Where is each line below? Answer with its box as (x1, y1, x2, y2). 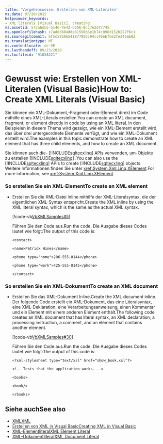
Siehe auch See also (5, 405, 66, 413)
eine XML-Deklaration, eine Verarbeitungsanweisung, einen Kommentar (12, 304, 155, 310)
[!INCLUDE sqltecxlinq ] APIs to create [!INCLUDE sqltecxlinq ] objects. (5, 161, 142, 166)
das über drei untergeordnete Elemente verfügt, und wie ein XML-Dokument (5, 131, 157, 136)
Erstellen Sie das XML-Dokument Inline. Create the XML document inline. (12, 294, 157, 299)
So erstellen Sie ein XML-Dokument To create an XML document (5, 282, 158, 289)
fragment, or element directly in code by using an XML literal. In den (5, 120, 141, 126)
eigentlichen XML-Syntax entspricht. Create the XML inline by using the (12, 199, 154, 205)
